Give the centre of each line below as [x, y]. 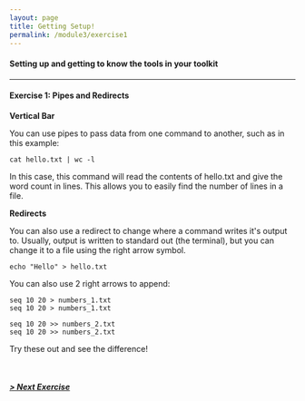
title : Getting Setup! [52, 26]
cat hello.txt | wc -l [52, 160]
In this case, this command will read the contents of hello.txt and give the [146, 176]
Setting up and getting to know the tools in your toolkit [114, 64]
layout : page [34, 18]
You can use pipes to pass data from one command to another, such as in [147, 133]
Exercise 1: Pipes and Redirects [69, 95]
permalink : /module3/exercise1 [69, 34]
